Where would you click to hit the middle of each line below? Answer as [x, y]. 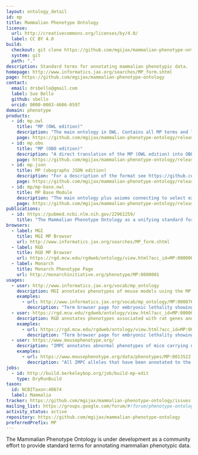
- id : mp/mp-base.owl [38, 187]
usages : [16, 280]
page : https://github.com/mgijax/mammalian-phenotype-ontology [85, 77]
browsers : [18, 225]
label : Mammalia [31, 395]
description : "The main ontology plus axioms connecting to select [101, 198]
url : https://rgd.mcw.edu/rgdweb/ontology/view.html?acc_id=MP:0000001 [106, 258]
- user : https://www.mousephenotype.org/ [63, 340]
